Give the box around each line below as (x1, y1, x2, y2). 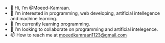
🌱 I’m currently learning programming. (10, 21, 90, 27)
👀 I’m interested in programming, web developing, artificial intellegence (10, 10, 160, 16)
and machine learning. (10, 16, 58, 21)
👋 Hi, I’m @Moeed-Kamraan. (10, 5, 70, 11)
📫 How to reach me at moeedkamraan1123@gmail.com (10, 32, 127, 38)
